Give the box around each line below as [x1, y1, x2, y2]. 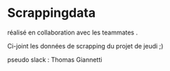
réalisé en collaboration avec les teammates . [7, 28, 138, 37]
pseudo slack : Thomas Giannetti [7, 55, 103, 64]
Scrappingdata [7, 5, 96, 21]
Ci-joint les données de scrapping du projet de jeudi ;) [7, 41, 164, 50]
